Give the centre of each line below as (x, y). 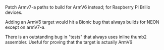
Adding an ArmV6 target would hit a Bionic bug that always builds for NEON (82, 22)
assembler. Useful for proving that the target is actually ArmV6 (69, 42)
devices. (14, 12)
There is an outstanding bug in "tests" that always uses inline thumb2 (76, 37)
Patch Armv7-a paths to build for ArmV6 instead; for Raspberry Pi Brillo (78, 7)
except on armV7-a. (25, 27)
